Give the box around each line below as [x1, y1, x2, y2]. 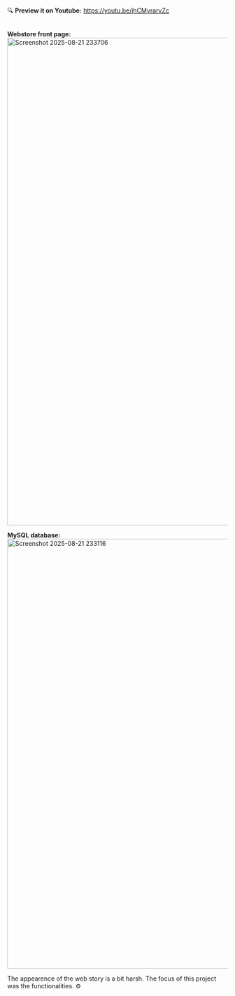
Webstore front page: [7, 30, 71, 38]
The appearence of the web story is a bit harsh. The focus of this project [7, 974, 217, 983]
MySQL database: [7, 531, 61, 539]
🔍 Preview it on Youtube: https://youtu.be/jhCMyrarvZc [7, 6, 170, 15]
